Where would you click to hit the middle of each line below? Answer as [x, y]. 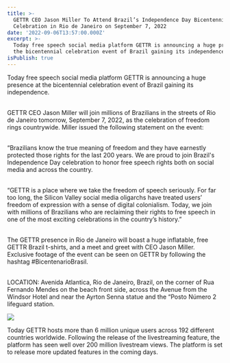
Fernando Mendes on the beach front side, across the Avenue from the [107, 289]
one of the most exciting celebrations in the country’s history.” [94, 219]
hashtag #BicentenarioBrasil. [48, 262]
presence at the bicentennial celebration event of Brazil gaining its [100, 85]
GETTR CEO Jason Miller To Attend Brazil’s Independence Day [102, 20]
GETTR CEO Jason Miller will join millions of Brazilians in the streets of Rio [112, 112]
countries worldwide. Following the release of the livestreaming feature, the [114, 337]
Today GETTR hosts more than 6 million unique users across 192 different [111, 330]
